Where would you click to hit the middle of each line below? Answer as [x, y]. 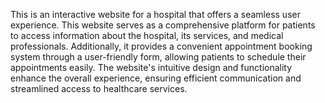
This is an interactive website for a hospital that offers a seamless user [155, 14]
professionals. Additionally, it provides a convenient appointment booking [161, 46]
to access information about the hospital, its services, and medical [147, 35]
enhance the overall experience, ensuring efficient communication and [156, 78]
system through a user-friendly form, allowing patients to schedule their [158, 57]
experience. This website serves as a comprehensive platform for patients [163, 25]
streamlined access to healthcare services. [99, 88]
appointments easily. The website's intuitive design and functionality [151, 67]
